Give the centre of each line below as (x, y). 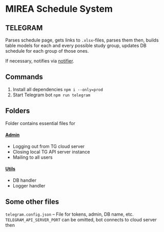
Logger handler (29, 186)
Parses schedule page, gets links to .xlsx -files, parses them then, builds (82, 40)
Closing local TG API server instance (51, 152)
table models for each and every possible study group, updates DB (76, 46)
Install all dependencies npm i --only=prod (58, 89)
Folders (18, 111)
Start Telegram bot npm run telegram (52, 95)
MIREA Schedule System (59, 9)
